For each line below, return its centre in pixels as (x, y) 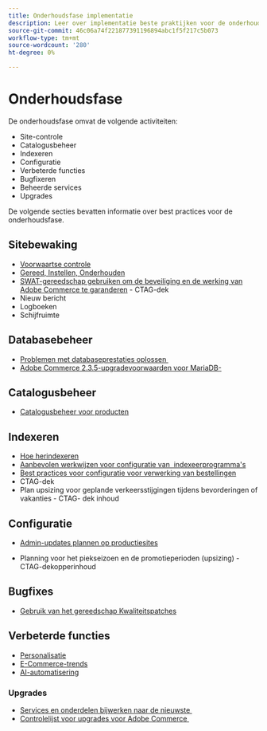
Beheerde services (50, 187)
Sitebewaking (43, 245)
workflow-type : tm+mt (44, 38)
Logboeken (38, 306)
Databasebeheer (50, 340)
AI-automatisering (49, 672)
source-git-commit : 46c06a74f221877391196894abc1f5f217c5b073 (113, 30)
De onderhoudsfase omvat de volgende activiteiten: (93, 121)
